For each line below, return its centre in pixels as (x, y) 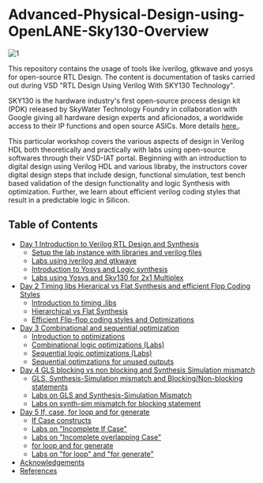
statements (50, 387)
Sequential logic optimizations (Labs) (92, 353)
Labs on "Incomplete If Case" (79, 428)
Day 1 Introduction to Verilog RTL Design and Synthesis (109, 243)
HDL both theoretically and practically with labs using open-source (117, 149)
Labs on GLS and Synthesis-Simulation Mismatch (111, 395)
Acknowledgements (52, 462)
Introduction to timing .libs (74, 303)
